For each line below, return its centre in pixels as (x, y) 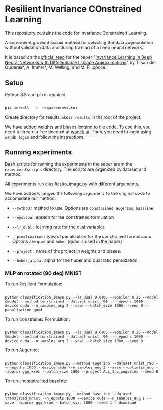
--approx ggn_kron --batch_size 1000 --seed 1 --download (76, 402)
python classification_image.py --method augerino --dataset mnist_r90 (79, 363)
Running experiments (39, 152)
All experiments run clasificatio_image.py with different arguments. (72, 184)
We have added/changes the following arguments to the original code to (78, 194)
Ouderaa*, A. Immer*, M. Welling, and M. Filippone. (56, 67)
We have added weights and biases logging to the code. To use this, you (78, 127)
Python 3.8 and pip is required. (36, 94)
